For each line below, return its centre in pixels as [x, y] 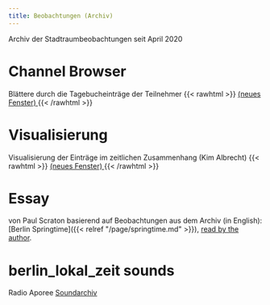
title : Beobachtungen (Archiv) [61, 16]
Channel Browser [67, 71]
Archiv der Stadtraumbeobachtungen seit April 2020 [96, 39]
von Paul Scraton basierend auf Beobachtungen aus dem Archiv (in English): [135, 221]
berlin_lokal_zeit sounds [91, 270]
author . [20, 238]
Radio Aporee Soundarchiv [53, 293]
